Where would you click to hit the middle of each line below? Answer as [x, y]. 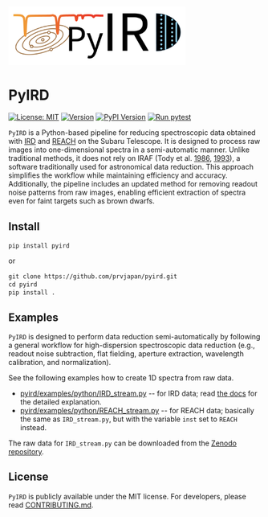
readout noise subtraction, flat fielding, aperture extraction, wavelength [126, 354]
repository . [26, 451]
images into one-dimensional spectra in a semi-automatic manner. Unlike [129, 150]
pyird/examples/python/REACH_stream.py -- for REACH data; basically [137, 410]
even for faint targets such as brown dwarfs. [81, 201]
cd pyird [23, 285]
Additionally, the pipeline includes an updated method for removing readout [133, 184]
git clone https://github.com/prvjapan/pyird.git [93, 277]
